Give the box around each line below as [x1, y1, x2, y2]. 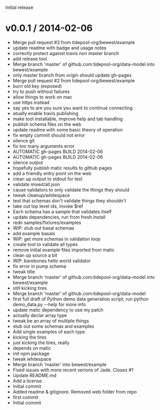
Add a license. [12, 378, 44, 384]
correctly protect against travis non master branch [12, 50, 119, 56]
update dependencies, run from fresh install [12, 214, 106, 220]
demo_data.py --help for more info [12, 301, 86, 307]
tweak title [12, 268, 35, 274]
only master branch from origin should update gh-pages [12, 72, 132, 78]
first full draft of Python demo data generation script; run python [12, 295, 149, 302]
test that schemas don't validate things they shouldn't [12, 197, 127, 203]
